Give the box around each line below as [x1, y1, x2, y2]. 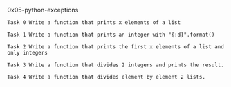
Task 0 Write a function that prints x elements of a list [7, 19, 181, 26]
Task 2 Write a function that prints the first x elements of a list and [7, 43, 225, 50]
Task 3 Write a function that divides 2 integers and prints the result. [7, 61, 225, 68]
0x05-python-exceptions [7, 6, 79, 14]
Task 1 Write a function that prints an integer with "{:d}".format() [7, 31, 215, 38]
